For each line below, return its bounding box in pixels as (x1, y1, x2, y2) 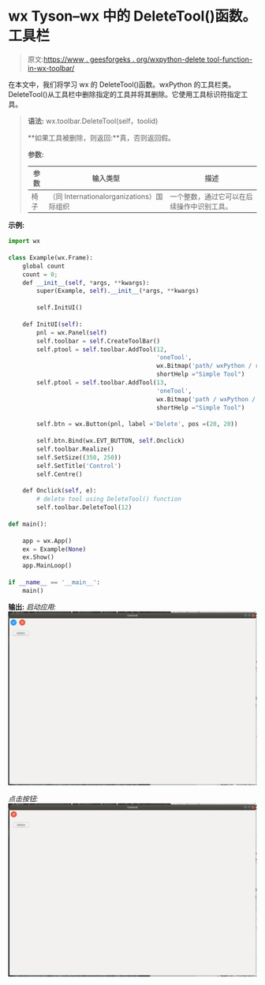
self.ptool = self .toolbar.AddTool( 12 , (36, 345, 168, 354)
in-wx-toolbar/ (27, 63, 75, 73)
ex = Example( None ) (22, 545, 87, 553)
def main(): (8, 520, 47, 528)
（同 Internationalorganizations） (48, 191, 156, 201)
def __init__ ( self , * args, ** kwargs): (22, 279, 150, 287)
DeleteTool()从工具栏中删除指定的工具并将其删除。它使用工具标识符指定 (8, 89, 241, 99)
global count (22, 262, 65, 270)
